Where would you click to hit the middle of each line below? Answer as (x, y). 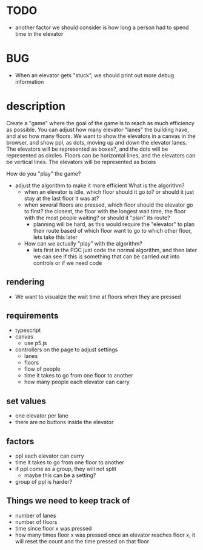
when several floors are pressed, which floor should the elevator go (108, 205)
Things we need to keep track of (68, 501)
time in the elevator (39, 33)
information (29, 81)
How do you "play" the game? (44, 173)
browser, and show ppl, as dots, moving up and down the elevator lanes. (97, 142)
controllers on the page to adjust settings (66, 349)
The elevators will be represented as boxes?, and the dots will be (87, 149)
